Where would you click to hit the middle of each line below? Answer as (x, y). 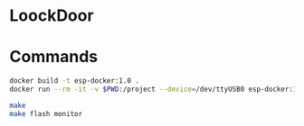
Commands (54, 57)
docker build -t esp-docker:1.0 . (75, 81)
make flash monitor (46, 113)
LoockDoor (52, 16)
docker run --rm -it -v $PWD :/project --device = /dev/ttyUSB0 (127, 89)
